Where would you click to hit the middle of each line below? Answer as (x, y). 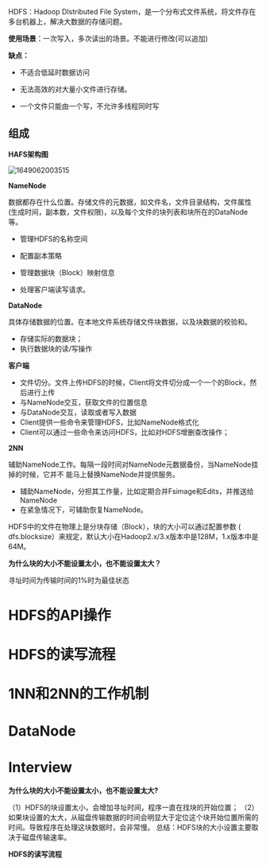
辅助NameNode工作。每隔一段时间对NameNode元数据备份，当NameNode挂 (133, 464)
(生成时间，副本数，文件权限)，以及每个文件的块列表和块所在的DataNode (128, 212)
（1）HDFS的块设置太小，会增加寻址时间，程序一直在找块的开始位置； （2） (133, 807)
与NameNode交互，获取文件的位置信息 (84, 402)
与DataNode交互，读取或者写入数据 (78, 412)
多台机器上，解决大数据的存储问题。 (67, 21)
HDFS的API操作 (60, 616)
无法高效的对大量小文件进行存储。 (75, 89)
